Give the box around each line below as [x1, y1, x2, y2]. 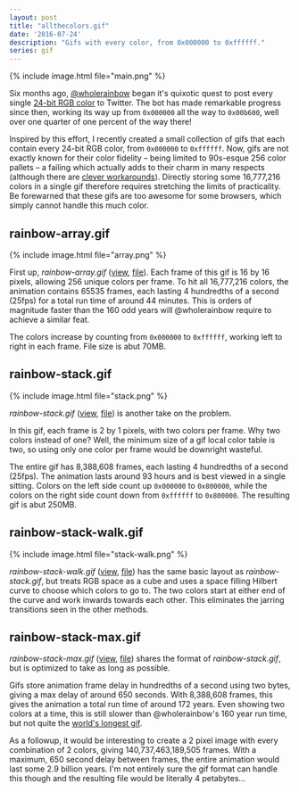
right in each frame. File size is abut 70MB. [9, 341, 167, 351]
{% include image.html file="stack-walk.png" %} [9, 549, 188, 559]
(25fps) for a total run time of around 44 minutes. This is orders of [9, 295, 253, 306]
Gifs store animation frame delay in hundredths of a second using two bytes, [9, 680, 291, 691]
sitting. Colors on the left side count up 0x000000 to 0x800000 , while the [9, 480, 268, 491]
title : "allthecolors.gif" [9, 21, 110, 30]
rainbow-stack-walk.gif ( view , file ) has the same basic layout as [9, 565, 245, 576]
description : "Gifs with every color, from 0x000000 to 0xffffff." [9, 37, 266, 47]
